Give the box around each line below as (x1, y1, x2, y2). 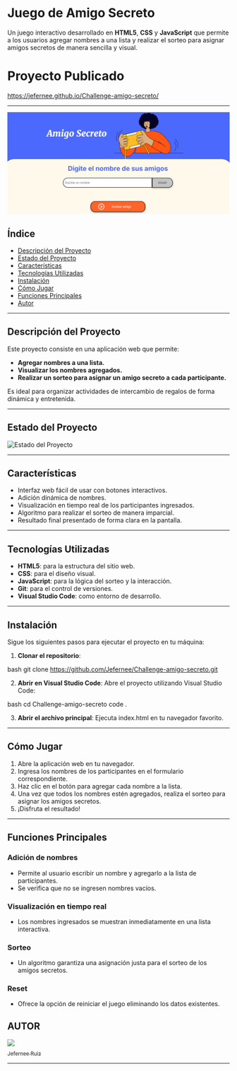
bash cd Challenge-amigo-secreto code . (7, 700, 128, 709)
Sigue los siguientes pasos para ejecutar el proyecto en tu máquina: (7, 638, 205, 647)
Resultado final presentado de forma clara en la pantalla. (17, 516, 182, 525)
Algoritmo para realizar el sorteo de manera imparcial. (17, 508, 175, 517)
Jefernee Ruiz (7, 1051, 42, 1058)
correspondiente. (17, 774, 68, 783)
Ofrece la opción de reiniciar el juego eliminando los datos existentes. (17, 1000, 220, 1008)
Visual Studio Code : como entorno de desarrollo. (17, 592, 162, 601)
